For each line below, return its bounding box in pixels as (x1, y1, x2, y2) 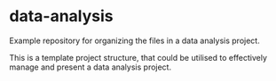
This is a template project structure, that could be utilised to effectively (9, 52, 268, 63)
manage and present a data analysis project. (9, 62, 171, 72)
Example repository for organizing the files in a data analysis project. (9, 35, 260, 46)
